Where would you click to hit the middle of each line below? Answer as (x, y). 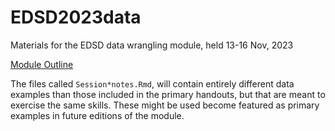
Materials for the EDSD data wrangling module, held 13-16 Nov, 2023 (152, 45)
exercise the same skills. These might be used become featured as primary (165, 105)
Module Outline (42, 64)
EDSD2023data (76, 17)
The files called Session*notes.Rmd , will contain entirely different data (152, 83)
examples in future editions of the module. (97, 115)
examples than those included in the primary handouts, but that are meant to (168, 94)
